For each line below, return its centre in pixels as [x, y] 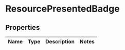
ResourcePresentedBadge [62, 9]
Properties [23, 28]
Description [60, 42]
